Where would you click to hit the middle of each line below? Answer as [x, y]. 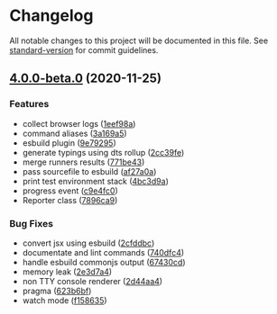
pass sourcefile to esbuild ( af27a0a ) [89, 171]
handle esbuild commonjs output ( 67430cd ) [104, 262]
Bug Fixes [32, 223]
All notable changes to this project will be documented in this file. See [139, 40]
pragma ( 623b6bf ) [57, 291]
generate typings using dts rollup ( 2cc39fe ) [103, 152]
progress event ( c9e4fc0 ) [70, 191]
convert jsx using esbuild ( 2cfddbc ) [88, 243]
